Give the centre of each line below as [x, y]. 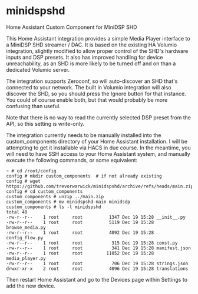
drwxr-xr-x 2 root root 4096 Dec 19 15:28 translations [97, 269]
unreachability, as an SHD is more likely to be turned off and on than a [91, 64]
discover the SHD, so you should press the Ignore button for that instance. [96, 93]
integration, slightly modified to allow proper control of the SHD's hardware [97, 51]
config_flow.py [25, 238]
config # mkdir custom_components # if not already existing [84, 176]
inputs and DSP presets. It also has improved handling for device [85, 57]
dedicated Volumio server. [38, 69]
